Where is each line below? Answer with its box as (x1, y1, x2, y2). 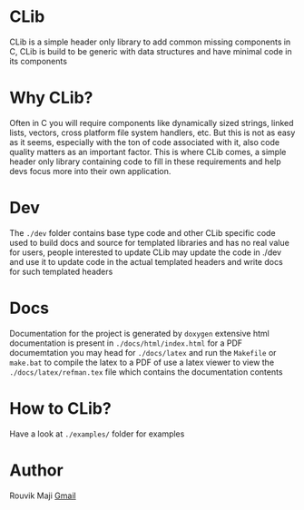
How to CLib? (9, 397, 112, 418)
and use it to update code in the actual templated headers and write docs (9, 256, 283, 267)
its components (9, 55, 68, 66)
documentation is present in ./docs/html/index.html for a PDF (9, 338, 243, 348)
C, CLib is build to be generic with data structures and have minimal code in (9, 45, 292, 56)
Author (9, 460, 64, 480)
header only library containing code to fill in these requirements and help (9, 156, 281, 167)
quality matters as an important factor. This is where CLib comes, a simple (9, 146, 287, 157)
